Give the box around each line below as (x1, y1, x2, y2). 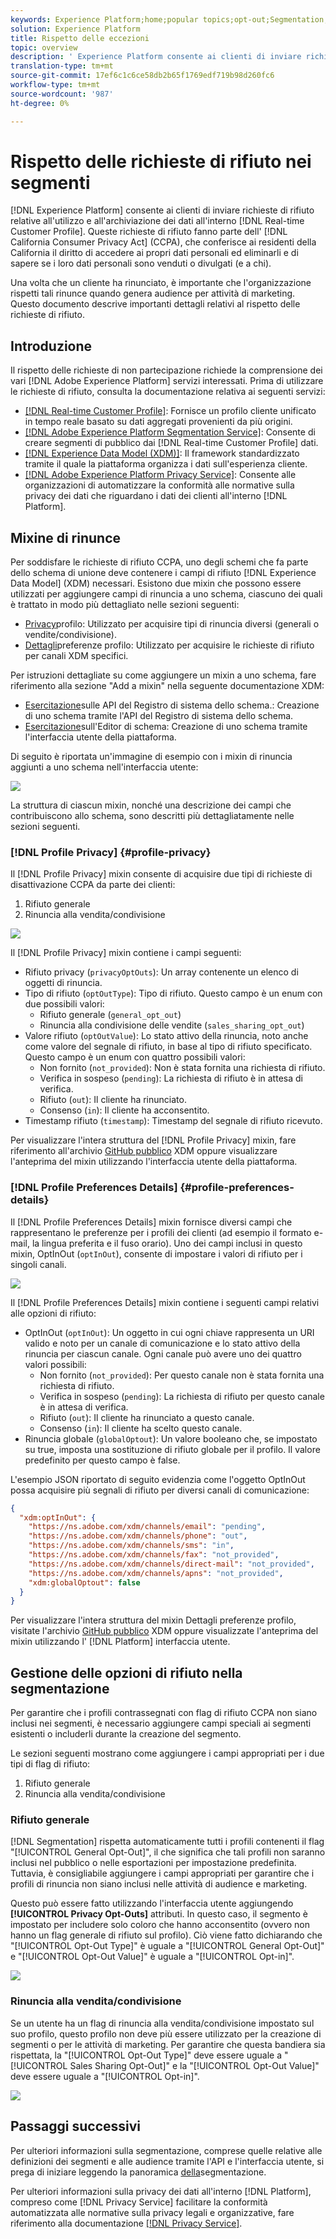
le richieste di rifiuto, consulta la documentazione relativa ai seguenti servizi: (10, 386, 326, 398)
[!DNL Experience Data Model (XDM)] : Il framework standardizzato (24, 447, 300, 460)
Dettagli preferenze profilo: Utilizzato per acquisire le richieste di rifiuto (24, 639, 315, 651)
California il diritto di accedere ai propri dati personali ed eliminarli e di (10, 247, 299, 259)
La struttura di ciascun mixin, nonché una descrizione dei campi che (10, 799, 292, 811)
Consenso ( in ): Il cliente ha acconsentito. (39, 1104, 210, 1116)
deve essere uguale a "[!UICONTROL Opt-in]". (10, 2070, 200, 2082)
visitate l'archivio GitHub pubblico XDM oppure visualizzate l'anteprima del (10, 1625, 319, 1637)
